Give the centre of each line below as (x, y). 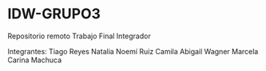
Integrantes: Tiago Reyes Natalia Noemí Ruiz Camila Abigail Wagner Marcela (133, 51)
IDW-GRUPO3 (54, 14)
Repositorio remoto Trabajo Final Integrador (79, 36)
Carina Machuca (35, 60)
